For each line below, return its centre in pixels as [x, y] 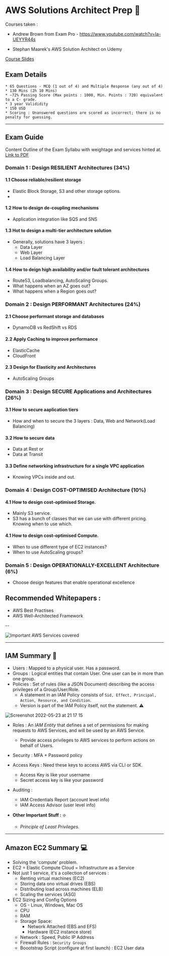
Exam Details [26, 75]
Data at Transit [28, 454]
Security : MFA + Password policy [48, 755]
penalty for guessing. [29, 117]
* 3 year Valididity [27, 104]
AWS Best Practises [33, 610]
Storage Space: [36, 921]
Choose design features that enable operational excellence [73, 582]
